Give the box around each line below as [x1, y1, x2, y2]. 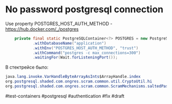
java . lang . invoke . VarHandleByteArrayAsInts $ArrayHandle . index [5, 74, 141, 79]
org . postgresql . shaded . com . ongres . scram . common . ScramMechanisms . [5, 84, 147, 89]
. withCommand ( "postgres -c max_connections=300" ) [32, 50, 141, 55]
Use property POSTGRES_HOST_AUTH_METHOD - [5, 20, 113, 27]
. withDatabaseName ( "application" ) [32, 40, 106, 46]
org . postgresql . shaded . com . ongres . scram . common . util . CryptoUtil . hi [5, 79, 153, 84]
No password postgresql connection [5, 4, 164, 15]
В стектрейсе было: [5, 64, 49, 70]
